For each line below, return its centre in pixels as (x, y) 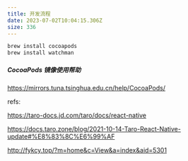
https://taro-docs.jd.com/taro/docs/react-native (77, 115)
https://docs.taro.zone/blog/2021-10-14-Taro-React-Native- (94, 129)
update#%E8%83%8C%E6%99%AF (61, 137)
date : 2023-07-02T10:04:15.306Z (55, 20)
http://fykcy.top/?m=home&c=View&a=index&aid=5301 (87, 150)
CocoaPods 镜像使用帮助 (44, 70)
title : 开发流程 (29, 14)
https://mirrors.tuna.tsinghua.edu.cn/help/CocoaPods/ (87, 88)
